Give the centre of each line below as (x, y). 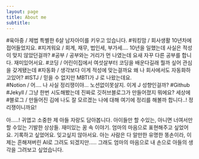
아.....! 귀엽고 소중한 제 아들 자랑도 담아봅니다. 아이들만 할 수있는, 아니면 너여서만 (99, 120)
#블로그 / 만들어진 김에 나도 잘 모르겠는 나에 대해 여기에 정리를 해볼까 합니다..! (97, 100)
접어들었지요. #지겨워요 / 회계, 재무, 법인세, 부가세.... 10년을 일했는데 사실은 (94, 48)
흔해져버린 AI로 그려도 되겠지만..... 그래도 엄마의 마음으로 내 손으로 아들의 (102, 142)
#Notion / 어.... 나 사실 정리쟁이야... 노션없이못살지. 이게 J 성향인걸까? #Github (98, 85)
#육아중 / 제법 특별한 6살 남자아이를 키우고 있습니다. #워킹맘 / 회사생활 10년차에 (99, 40)
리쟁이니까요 (21, 107)
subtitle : (18, 23)
